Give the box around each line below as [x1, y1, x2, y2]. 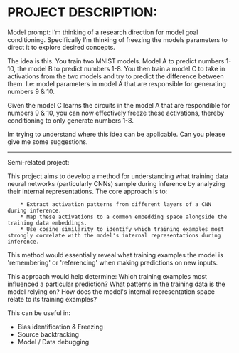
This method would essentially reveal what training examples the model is [7, 250, 224, 259]
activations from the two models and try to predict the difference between [7, 72, 224, 81]
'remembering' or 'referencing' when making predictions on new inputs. [7, 258, 218, 267]
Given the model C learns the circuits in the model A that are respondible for [7, 101, 230, 109]
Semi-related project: [7, 158, 70, 166]
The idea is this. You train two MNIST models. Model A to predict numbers [7, 56, 225, 65]
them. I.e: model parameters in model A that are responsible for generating [7, 79, 226, 88]
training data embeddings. [7, 219, 87, 227]
